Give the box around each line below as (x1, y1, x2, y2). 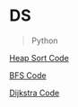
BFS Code (9, 69, 47, 81)
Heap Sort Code (9, 52, 69, 63)
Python (30, 35, 58, 46)
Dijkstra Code (9, 87, 60, 98)
